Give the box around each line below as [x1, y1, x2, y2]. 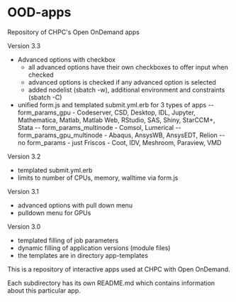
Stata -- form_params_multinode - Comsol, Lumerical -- [17, 123, 182, 131]
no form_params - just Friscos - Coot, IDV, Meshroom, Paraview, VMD [17, 138, 222, 146]
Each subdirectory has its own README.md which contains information [7, 279, 215, 287]
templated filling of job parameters [17, 236, 119, 244]
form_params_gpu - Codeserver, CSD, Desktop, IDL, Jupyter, [17, 108, 196, 117]
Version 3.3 [7, 41, 41, 50]
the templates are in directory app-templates [17, 251, 149, 259]
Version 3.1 [7, 187, 39, 195]
